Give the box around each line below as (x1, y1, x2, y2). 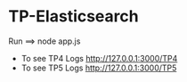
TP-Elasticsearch (8, 6, 139, 27)
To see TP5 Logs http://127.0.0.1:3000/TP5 (20, 62, 177, 73)
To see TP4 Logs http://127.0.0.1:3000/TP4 (20, 53, 178, 63)
